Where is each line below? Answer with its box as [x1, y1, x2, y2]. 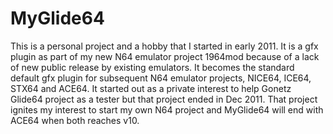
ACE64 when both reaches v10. [10, 114, 140, 126]
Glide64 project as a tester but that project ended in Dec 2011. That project [10, 93, 318, 105]
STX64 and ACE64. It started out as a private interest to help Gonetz [10, 82, 292, 94]
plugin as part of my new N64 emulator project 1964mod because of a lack [10, 50, 320, 62]
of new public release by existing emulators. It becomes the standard [10, 61, 295, 73]
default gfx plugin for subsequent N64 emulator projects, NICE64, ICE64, [10, 72, 312, 84]
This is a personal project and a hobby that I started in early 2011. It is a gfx [10, 40, 319, 52]
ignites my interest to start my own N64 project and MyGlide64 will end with [10, 103, 324, 116]
